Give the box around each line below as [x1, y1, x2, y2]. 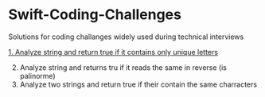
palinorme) [19, 71, 56, 80]
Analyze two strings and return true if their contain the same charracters [19, 80, 257, 89]
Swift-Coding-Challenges [8, 6, 181, 24]
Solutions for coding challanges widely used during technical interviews [8, 32, 244, 41]
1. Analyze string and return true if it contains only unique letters [8, 47, 219, 56]
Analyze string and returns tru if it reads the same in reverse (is [19, 62, 227, 72]
